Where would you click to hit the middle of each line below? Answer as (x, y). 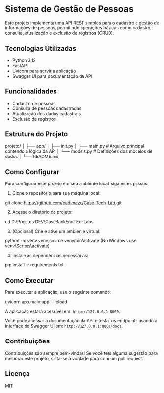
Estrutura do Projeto (37, 134)
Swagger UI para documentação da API (52, 76)
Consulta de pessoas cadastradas (47, 108)
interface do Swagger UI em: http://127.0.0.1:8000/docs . (64, 326)
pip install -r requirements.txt (34, 265)
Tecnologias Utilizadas (41, 48)
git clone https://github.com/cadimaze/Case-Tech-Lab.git (63, 203)
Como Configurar (32, 172)
